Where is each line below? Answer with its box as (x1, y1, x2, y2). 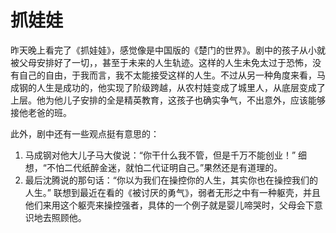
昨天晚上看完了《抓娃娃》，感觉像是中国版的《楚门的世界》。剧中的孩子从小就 (10, 44, 326, 56)
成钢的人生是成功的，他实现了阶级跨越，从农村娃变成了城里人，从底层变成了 (10, 81, 326, 93)
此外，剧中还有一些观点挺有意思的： (10, 127, 160, 140)
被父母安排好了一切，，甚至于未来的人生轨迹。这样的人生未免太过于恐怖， (10, 56, 313, 68)
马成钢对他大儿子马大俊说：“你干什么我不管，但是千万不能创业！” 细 (24, 149, 308, 161)
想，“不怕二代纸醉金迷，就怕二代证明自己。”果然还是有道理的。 (24, 161, 283, 173)
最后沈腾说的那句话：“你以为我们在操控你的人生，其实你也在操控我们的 (24, 174, 318, 186)
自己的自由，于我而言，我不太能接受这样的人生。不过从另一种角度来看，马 (18, 69, 326, 81)
